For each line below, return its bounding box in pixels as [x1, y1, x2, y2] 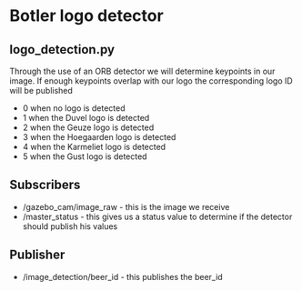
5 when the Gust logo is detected [22, 151, 147, 162]
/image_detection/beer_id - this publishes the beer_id [22, 271, 223, 282]
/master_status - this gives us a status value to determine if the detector [22, 211, 293, 222]
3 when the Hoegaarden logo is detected [22, 132, 176, 142]
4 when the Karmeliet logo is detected [22, 142, 166, 152]
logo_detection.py [9, 42, 116, 57]
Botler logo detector [9, 5, 164, 26]
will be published [9, 85, 73, 95]
